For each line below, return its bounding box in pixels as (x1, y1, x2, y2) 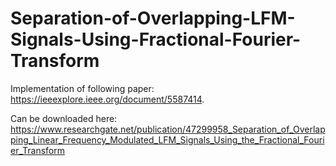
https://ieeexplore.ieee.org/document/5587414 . (10, 93, 205, 105)
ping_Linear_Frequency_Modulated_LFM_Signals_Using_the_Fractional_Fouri (10, 133, 325, 146)
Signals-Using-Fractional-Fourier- (10, 28, 302, 51)
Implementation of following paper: (10, 82, 155, 94)
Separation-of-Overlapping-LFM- (10, 7, 296, 30)
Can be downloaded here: (10, 112, 118, 124)
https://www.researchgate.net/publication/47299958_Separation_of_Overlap (10, 123, 326, 135)
